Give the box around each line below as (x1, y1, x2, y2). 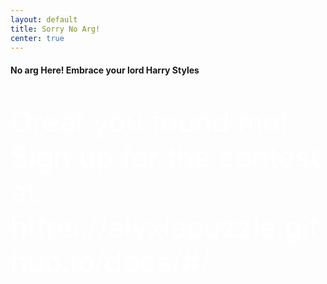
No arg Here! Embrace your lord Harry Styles (10, 64, 200, 76)
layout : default (10, 14, 78, 25)
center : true (10, 33, 65, 43)
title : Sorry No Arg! (10, 24, 101, 34)
